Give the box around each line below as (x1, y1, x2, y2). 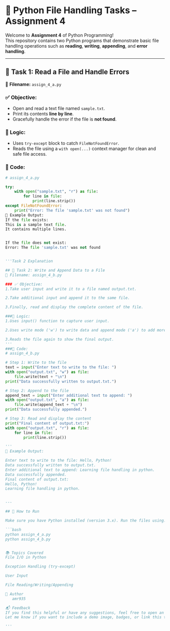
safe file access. (12, 151, 47, 157)
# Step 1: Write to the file (5, 360, 67, 365)
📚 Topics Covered (5, 550, 44, 555)
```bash (5, 527, 22, 532)
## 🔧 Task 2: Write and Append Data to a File (5, 268, 105, 273)
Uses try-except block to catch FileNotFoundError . (12, 140, 119, 146)
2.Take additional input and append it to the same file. (5, 295, 130, 301)
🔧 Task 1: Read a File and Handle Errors (5, 68, 130, 77)
